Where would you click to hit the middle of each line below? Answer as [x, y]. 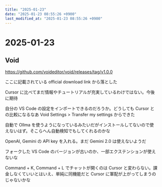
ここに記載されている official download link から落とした [61, 82]
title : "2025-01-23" [26, 9]
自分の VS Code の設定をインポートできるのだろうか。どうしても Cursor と [80, 109]
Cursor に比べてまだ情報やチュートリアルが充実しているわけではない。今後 [80, 92]
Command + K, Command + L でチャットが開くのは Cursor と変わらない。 [79, 168]
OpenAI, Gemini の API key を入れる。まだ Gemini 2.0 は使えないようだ [76, 141]
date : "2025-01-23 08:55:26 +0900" [41, 14]
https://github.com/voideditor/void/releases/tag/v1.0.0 [59, 72]
